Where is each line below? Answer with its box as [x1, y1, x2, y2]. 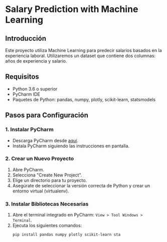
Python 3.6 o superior [12, 86, 58, 92]
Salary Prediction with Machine [5, 4, 138, 15]
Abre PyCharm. [12, 166, 45, 172]
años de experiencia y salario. [5, 58, 67, 64]
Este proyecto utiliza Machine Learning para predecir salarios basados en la [5, 48, 162, 53]
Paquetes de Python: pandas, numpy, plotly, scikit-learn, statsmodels [12, 96, 156, 102]
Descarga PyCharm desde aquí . [12, 137, 79, 143]
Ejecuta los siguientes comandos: [12, 222, 82, 228]
